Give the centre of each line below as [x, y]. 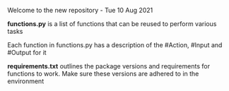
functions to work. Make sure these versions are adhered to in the [103, 74]
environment [26, 81]
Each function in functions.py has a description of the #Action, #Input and [115, 45]
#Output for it [27, 53]
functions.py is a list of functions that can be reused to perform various [112, 24]
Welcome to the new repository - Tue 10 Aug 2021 [80, 10]
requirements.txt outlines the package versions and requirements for [109, 66]
